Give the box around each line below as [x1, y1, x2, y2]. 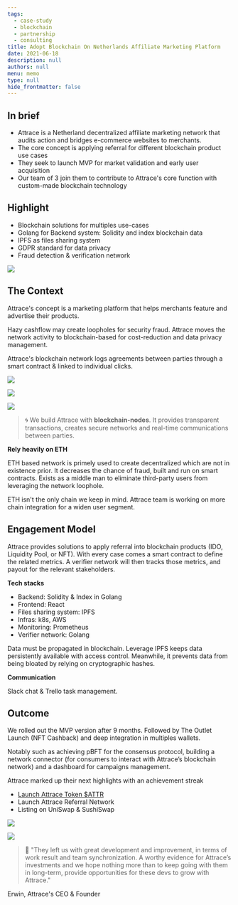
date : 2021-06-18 [7, 51, 59, 58]
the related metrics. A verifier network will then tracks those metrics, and [7, 557, 221, 566]
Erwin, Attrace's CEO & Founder [7, 890, 101, 899]
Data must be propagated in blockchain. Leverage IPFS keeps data [7, 644, 202, 652]
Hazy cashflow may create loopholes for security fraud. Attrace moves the [7, 325, 226, 334]
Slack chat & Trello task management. [7, 687, 118, 695]
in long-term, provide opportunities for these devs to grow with [24, 869, 210, 877]
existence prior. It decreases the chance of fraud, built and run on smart [7, 466, 218, 475]
